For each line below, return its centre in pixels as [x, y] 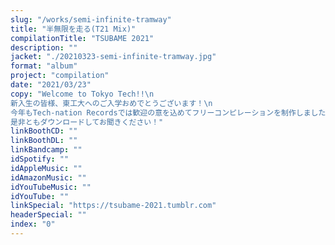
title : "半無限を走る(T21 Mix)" [73, 29]
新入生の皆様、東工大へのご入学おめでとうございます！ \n [111, 103]
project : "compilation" [60, 76]
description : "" [44, 47]
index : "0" [33, 224]
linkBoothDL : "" [44, 141]
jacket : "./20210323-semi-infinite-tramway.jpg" [113, 57]
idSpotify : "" [40, 159]
